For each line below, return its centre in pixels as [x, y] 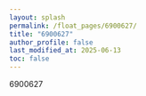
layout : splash [37, 17]
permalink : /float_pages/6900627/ [73, 26]
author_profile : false [51, 42]
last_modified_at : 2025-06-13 [65, 51]
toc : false [29, 59]
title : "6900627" [41, 34]
